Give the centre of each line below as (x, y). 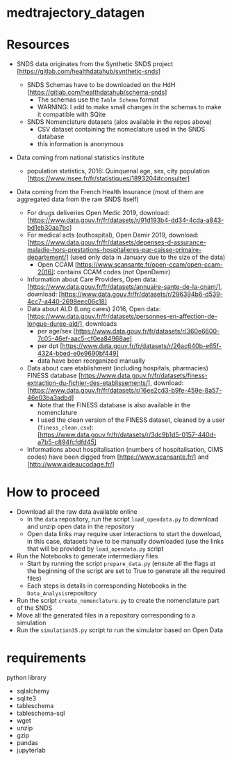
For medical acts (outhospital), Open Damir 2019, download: (113, 235)
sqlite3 (26, 698)
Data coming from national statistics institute (80, 157)
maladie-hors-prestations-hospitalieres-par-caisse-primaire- (114, 250)
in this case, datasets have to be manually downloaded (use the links (125, 542)
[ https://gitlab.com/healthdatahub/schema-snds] (97, 93)
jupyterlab (31, 750)
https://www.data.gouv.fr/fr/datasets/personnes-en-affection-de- (124, 316)
